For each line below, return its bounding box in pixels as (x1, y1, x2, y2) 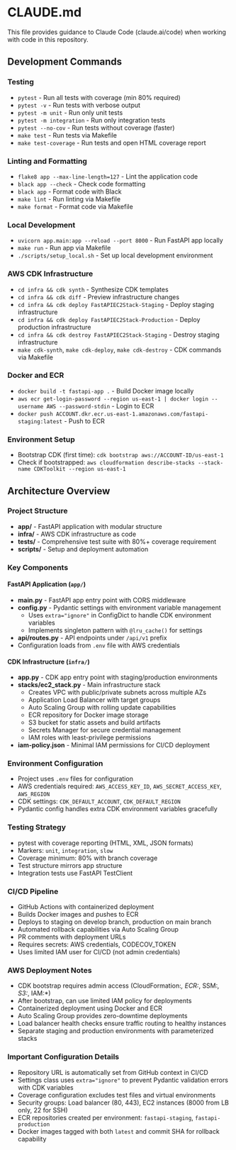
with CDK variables (17, 1083, 74, 1092)
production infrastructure (17, 323, 91, 331)
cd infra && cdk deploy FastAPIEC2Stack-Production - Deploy (17, 315, 201, 323)
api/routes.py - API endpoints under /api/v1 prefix (17, 633, 168, 642)
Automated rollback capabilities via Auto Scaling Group (17, 925, 179, 934)
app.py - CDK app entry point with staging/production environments (17, 673, 218, 681)
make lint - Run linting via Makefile (17, 194, 121, 203)
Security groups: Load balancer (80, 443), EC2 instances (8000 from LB (17, 1098, 229, 1107)
